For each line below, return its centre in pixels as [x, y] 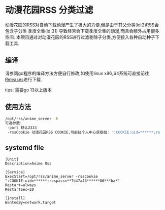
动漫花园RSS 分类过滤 [49, 10]
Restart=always [21, 185]
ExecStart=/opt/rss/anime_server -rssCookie [51, 176]
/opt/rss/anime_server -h [32, 119]
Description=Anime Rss [28, 164]
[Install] [15, 198]
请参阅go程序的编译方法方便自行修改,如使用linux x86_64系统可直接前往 [77, 73]
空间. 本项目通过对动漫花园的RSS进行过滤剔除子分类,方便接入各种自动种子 [80, 37]
